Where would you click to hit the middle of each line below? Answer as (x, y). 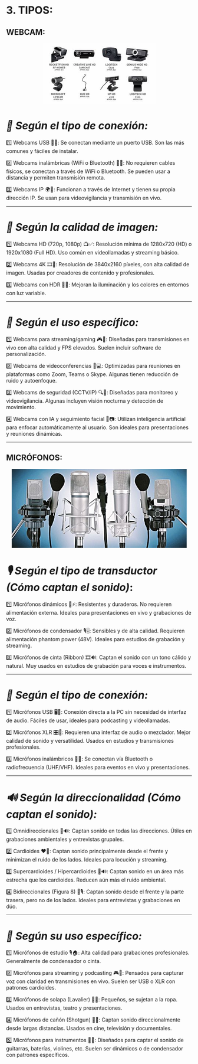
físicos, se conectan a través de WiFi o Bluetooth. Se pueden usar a (88, 171)
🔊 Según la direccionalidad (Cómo (94, 797)
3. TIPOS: (29, 10)
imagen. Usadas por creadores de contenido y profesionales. (80, 273)
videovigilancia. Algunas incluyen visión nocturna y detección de (85, 401)
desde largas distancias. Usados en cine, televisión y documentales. (89, 1029)
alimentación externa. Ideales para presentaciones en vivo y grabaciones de (99, 612)
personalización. (26, 354)
